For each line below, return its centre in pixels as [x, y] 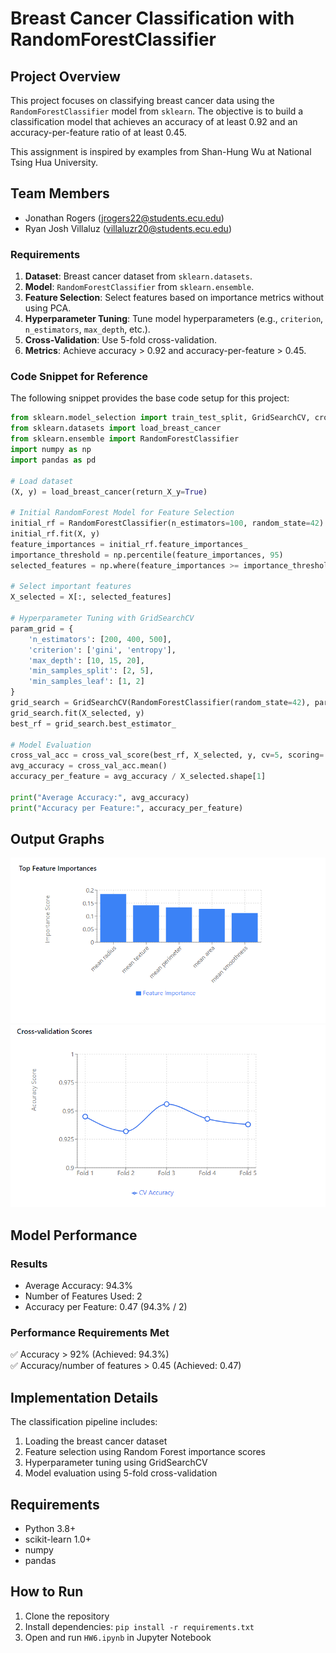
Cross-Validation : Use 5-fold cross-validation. [121, 340]
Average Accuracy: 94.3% [79, 1286]
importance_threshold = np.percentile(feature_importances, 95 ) [147, 555]
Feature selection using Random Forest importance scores [145, 1452]
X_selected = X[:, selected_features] [91, 597]
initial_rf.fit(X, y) [55, 534]
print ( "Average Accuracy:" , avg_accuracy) [100, 797]
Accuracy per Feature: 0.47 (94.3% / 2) [106, 1307]
